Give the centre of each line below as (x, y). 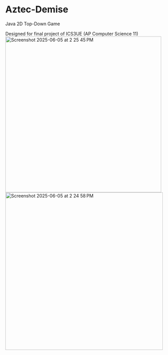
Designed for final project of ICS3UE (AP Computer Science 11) (72, 33)
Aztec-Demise (37, 10)
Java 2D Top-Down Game (33, 24)
